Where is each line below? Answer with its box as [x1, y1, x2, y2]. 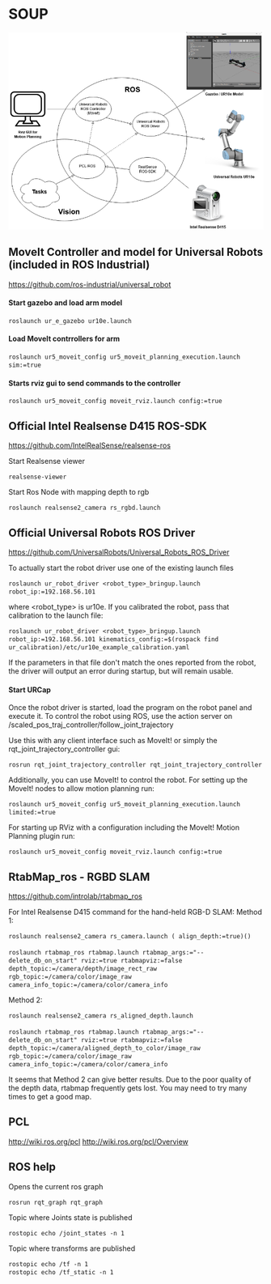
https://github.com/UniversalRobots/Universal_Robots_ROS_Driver [8, 547, 230, 557]
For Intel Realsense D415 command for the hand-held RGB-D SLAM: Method [8, 907, 263, 916]
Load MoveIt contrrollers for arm [8, 334, 121, 344]
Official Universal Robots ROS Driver [8, 525, 196, 539]
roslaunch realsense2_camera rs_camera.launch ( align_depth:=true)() [8, 932, 252, 940]
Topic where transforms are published [8, 1244, 136, 1253]
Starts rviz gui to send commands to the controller [8, 378, 181, 388]
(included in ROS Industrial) [8, 258, 150, 272]
